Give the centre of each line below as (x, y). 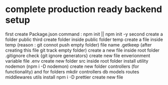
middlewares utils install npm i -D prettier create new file (64, 77)
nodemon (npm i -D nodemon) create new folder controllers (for (72, 66)
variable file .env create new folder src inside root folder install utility (77, 61)
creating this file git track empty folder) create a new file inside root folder (82, 50)
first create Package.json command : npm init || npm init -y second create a (84, 34)
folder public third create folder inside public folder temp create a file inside (84, 39)
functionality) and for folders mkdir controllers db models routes (72, 71)
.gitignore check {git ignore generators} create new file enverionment (78, 55)
